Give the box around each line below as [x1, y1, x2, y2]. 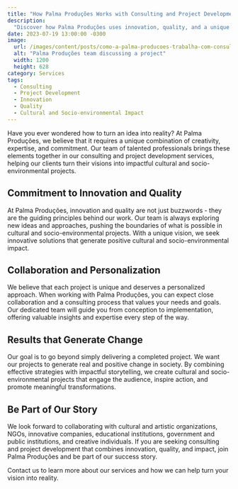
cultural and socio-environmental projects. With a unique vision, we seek [7, 229, 220, 237]
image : [7, 37, 27, 44]
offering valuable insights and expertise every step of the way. [7, 313, 190, 322]
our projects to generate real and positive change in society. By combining [7, 360, 225, 369]
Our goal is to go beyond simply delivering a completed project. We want [7, 353, 220, 361]
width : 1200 [13, 57, 50, 64]
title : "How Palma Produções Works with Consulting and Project [7, 10, 201, 18]
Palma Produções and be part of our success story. [7, 452, 158, 461]
